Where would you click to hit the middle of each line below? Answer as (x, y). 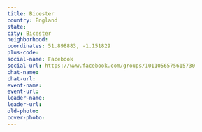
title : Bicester (31, 14)
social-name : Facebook (40, 59)
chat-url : (22, 79)
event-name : (24, 85)
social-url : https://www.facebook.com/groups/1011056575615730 (101, 66)
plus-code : (23, 53)
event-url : (23, 91)
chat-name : (23, 72)
